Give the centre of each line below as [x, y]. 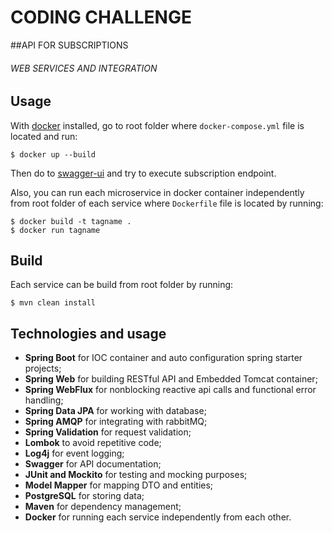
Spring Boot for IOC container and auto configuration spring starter [163, 358]
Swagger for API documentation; [93, 464]
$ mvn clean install [53, 303]
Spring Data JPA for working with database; [115, 411]
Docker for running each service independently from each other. [158, 517]
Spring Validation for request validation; [108, 432]
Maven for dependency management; [103, 507]
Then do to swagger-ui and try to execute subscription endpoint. [143, 173]
